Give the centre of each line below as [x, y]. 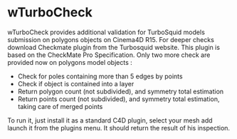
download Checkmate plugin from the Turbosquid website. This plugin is [114, 47]
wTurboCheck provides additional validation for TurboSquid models [106, 32]
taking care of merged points [60, 106]
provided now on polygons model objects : [70, 62]
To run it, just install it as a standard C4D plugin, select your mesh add [110, 120]
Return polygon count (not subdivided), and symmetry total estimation [121, 91]
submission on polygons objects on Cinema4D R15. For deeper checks [111, 39]
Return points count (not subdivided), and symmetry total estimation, [118, 99]
